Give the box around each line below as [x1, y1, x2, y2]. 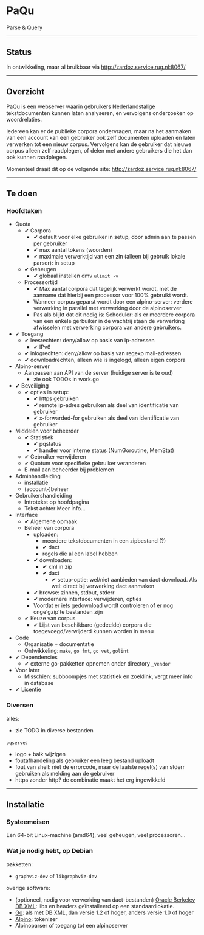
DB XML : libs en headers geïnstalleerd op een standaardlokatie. [15, 902, 175, 909]
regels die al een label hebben [42, 550, 118, 557]
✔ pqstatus [33, 440, 62, 448]
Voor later [15, 667, 40, 674]
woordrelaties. [6, 116, 42, 123]
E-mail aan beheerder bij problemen [24, 466, 114, 473]
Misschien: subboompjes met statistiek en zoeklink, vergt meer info [24, 673, 193, 680]
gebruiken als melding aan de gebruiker [15, 770, 115, 777]
